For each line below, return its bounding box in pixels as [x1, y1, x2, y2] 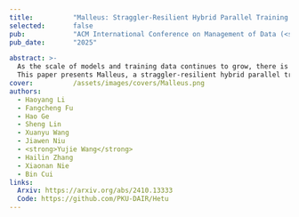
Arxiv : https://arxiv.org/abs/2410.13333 [17, 186, 174, 196]
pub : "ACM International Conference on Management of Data [9, 29, 277, 38]
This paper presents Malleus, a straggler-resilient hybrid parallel [17, 70, 280, 80]
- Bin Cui [17, 170, 53, 179]
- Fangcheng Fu [17, 103, 74, 112]
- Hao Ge [17, 112, 50, 121]
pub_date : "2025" [9, 37, 98, 47]
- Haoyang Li [17, 95, 66, 104]
